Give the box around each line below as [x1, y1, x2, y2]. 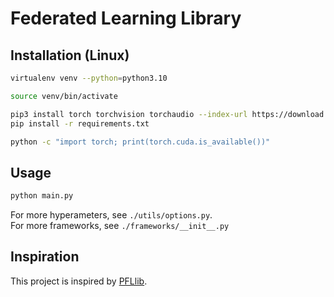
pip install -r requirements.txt [10, 118, 150, 129]
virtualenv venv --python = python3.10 [10, 73, 168, 83]
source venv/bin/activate [10, 91, 118, 101]
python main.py [10, 191, 74, 201]
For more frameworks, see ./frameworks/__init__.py [10, 220, 230, 232]
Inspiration [10, 248, 80, 266]
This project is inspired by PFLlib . [10, 275, 148, 287]
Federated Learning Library [10, 7, 242, 30]
